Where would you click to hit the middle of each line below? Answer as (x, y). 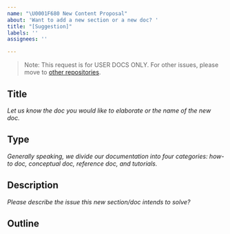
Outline (23, 223)
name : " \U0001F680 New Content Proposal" (67, 13)
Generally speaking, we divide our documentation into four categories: (107, 156)
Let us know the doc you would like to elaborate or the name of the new (109, 110)
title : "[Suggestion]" (40, 26)
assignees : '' (28, 39)
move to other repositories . (62, 72)
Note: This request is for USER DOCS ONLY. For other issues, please (121, 65)
